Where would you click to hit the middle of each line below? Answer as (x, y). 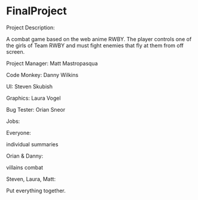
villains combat (25, 167)
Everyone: (19, 133)
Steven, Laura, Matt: (31, 179)
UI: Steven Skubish (30, 86)
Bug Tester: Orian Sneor (36, 109)
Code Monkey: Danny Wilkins (42, 75)
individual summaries (32, 144)
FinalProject (37, 11)
